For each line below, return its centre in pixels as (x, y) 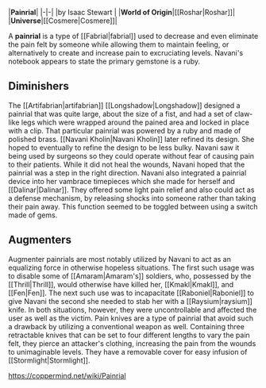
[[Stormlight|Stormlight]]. (49, 360)
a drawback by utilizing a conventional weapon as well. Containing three (126, 326)
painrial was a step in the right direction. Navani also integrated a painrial (127, 173)
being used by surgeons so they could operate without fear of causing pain (131, 156)
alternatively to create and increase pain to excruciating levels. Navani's (126, 53)
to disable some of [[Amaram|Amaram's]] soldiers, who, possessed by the (130, 276)
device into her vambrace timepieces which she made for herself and (122, 181)
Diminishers (39, 86)
